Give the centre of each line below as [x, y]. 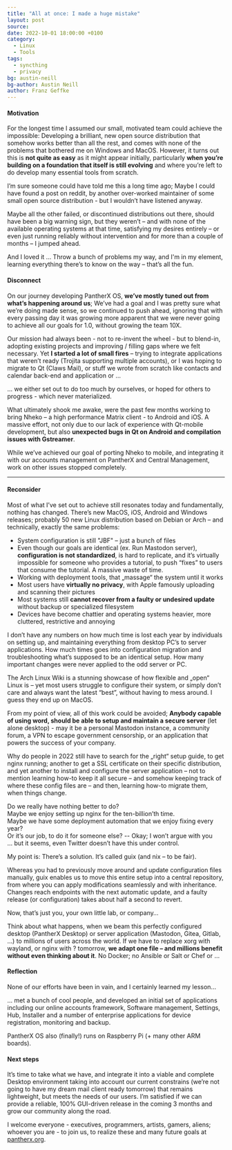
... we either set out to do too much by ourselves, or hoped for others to [109, 389]
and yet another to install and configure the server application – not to [106, 770]
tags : [15, 59]
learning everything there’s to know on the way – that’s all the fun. [100, 265]
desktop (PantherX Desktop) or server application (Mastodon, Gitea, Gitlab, [114, 933]
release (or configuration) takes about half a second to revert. [95, 899]
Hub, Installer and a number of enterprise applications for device [99, 1015]
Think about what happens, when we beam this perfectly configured [105, 926]
